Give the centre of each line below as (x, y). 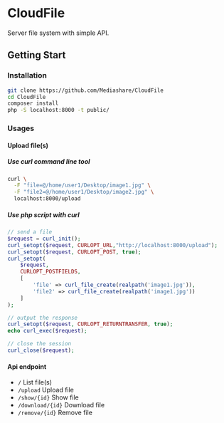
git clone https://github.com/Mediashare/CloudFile (85, 90)
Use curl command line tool (49, 162)
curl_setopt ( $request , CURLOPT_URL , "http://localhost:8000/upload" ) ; (113, 245)
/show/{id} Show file (48, 397)
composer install (33, 104)
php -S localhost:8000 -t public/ (59, 110)
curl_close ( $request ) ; (41, 350)
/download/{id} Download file (61, 405)
